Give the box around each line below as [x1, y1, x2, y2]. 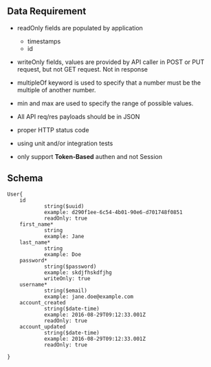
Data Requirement [7, 6, 87, 17]
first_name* [19, 220, 54, 228]
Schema [7, 172, 43, 185]
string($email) [43, 287, 88, 294]
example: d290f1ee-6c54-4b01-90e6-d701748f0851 [43, 209, 184, 216]
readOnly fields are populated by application [16, 23, 143, 32]
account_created [19, 299, 67, 306]
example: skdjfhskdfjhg [43, 269, 112, 276]
